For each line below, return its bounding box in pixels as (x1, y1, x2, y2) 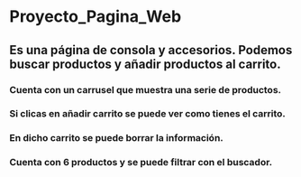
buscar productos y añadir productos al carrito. (9, 56, 281, 71)
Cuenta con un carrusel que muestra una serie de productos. (9, 83, 282, 96)
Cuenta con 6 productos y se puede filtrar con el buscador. (9, 156, 273, 169)
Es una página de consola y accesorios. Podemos (9, 42, 293, 58)
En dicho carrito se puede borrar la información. (9, 132, 223, 144)
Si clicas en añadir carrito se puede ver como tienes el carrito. (9, 107, 287, 120)
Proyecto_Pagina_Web (9, 6, 182, 27)
